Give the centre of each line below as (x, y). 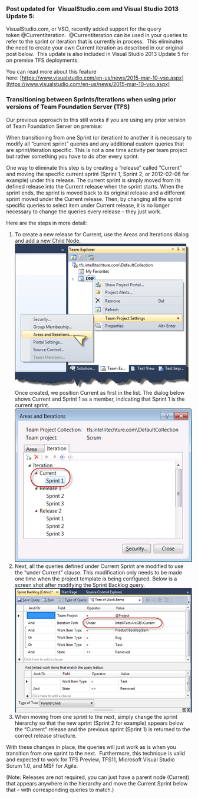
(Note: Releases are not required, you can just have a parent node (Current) (98, 777)
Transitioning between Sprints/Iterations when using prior (91, 100)
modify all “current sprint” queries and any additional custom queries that (95, 144)
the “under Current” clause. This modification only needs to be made (98, 572)
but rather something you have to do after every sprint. (73, 156)
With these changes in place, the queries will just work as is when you (91, 747)
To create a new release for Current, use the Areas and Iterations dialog (102, 234)
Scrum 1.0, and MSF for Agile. (42, 765)
